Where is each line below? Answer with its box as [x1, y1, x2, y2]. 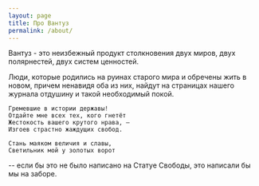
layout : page [8, 11, 52, 20]
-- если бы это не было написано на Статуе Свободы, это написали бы [8, 160, 251, 170]
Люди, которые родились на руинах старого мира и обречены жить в [8, 73, 247, 82]
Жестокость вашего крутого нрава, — [8, 119, 130, 127]
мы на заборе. [8, 169, 57, 179]
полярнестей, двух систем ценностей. [8, 57, 139, 66]
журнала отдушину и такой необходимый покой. [8, 89, 175, 99]
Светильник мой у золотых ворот [8, 147, 116, 155]
